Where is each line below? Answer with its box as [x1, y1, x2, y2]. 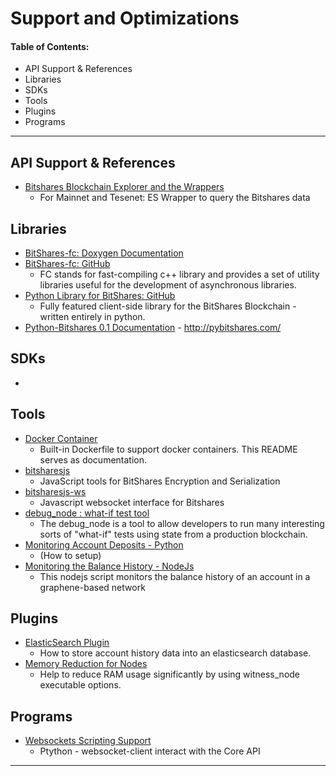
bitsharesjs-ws [24, 485, 87, 497]
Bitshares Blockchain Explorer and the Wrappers [24, 181, 225, 193]
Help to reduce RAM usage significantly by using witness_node [39, 668, 301, 681]
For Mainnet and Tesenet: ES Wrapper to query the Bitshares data [39, 192, 311, 204]
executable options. [39, 679, 122, 691]
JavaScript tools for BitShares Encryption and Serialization [39, 475, 281, 487]
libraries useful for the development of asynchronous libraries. [39, 279, 297, 291]
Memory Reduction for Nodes [24, 658, 148, 670]
